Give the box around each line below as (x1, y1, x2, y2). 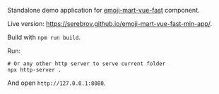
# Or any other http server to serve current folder (7, 60, 166, 67)
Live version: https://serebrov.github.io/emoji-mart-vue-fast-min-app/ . (7, 20, 213, 27)
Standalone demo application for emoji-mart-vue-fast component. (7, 6, 200, 14)
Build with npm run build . (7, 33, 81, 41)
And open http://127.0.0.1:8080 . (7, 79, 106, 87)
